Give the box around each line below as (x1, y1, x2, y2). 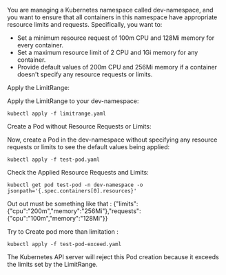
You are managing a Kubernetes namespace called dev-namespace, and (7, 6, 214, 14)
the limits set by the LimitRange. (7, 261, 98, 268)
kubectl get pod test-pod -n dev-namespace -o (7, 181, 143, 188)
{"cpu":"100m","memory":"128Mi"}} (7, 214, 108, 222)
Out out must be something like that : (7, 199, 112, 208)
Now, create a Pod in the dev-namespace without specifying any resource (7, 135, 218, 144)
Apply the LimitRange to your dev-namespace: (7, 97, 139, 105)
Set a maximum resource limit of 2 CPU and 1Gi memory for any (17, 48, 198, 56)
